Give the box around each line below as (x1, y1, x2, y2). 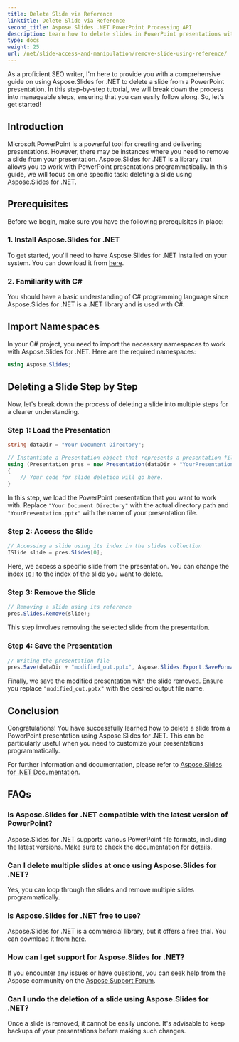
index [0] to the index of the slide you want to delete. (7, 569, 164, 578)
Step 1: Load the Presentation (7, 425, 111, 435)
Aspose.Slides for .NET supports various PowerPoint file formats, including (7, 835, 227, 843)
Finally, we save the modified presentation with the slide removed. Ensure (7, 676, 223, 685)
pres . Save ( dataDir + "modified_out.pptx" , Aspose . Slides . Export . (7, 664, 205, 671)
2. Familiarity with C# (7, 276, 83, 286)
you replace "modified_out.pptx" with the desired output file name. (7, 684, 205, 693)
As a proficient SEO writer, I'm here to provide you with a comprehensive (7, 69, 221, 78)
